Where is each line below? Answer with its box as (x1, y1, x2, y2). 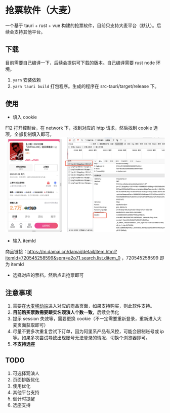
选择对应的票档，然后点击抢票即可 (12, 272, 84, 278)
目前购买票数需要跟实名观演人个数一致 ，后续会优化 (12, 309, 119, 315)
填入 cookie (12, 114, 37, 120)
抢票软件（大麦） (5, 5, 77, 16)
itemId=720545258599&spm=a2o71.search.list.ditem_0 (5, 255, 121, 261)
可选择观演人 (12, 370, 39, 376)
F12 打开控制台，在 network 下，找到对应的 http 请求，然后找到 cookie (5, 125, 153, 131)
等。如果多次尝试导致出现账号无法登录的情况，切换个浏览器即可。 (12, 334, 150, 341)
